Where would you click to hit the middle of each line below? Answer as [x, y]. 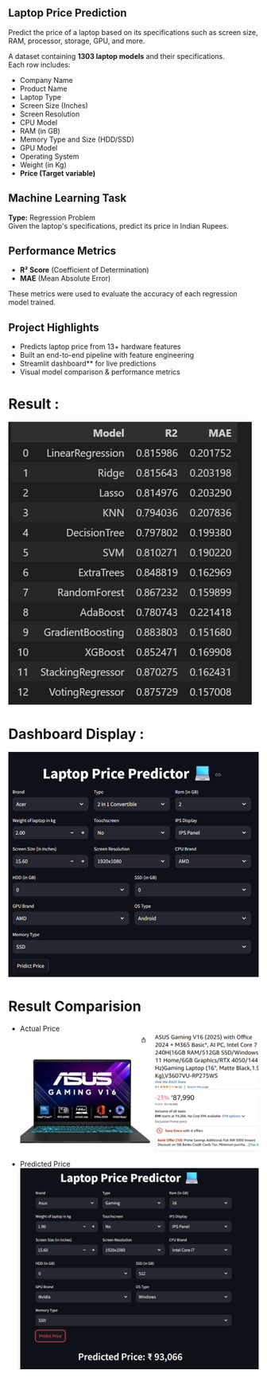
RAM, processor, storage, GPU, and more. [77, 41]
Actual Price [40, 1028]
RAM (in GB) [40, 131]
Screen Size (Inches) [54, 105]
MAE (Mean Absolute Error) [65, 279]
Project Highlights [54, 327]
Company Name [46, 80]
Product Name [43, 88]
